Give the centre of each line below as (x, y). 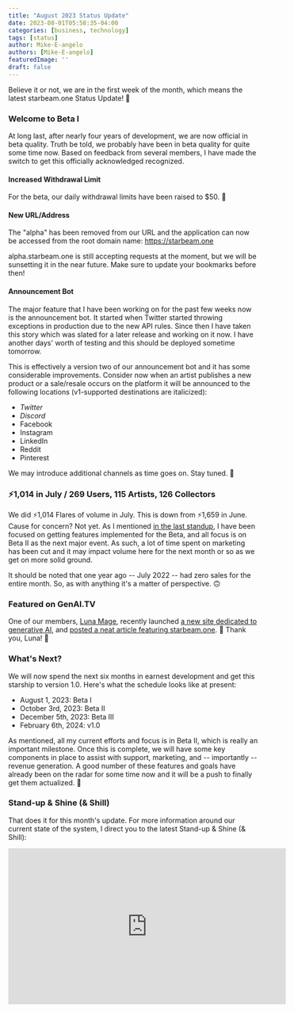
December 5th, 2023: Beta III (67, 716)
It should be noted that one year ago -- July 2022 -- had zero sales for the (130, 575)
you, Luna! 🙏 (29, 638)
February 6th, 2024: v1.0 (60, 725)
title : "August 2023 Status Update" (69, 15)
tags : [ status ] (33, 38)
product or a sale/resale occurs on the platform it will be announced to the (130, 383)
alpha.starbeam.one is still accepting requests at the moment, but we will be (132, 256)
